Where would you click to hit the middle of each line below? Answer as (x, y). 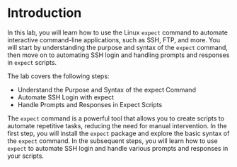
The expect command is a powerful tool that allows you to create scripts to (116, 118)
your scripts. (26, 156)
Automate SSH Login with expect (66, 97)
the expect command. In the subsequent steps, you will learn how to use (112, 141)
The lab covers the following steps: (58, 76)
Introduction (45, 13)
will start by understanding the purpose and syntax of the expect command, (118, 47)
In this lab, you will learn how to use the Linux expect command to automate (118, 32)
